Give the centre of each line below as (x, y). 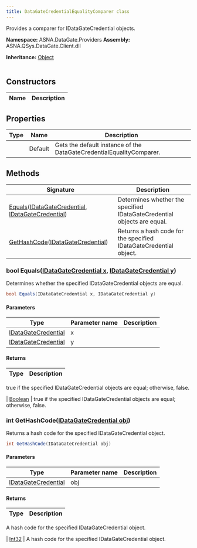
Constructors (31, 82)
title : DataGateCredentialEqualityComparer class (68, 11)
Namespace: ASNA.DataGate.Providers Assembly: (68, 39)
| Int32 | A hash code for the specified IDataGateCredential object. (86, 539)
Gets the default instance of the (98, 145)
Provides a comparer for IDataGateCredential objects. (71, 28)
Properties (26, 119)
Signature (61, 190)
